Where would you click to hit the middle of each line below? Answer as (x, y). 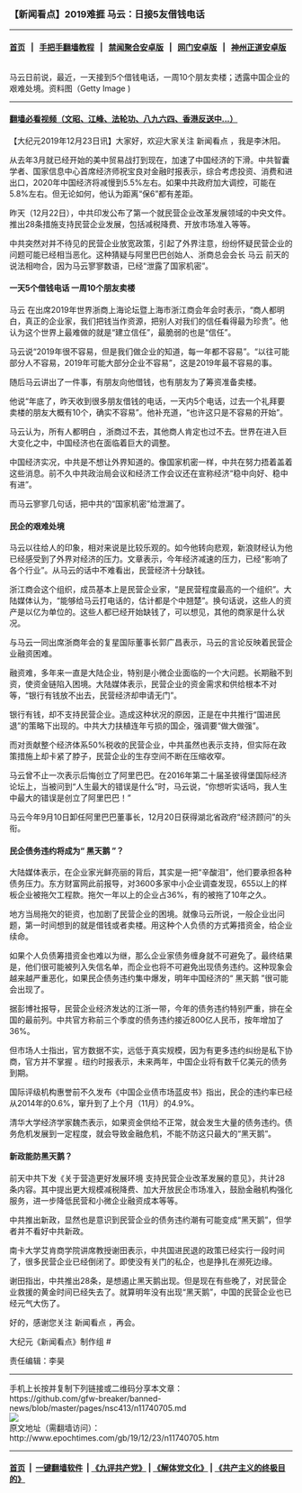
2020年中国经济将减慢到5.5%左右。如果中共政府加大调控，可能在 (155, 182)
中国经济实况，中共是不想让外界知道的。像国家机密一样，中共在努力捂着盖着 (151, 462)
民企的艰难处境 (37, 526)
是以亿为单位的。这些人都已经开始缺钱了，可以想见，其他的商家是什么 (147, 612)
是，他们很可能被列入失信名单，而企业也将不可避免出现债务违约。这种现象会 (151, 967)
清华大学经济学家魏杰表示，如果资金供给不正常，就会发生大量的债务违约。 (147, 1122)
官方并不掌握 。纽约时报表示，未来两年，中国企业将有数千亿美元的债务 (156, 1062)
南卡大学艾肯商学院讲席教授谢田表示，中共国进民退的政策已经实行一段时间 (147, 1250)
